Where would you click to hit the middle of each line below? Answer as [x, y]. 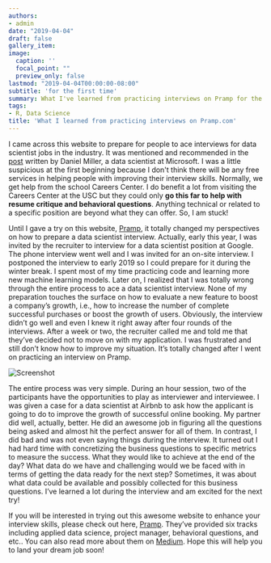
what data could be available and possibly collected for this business [123, 482]
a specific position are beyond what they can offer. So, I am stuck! [119, 212]
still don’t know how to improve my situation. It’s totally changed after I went [135, 348]
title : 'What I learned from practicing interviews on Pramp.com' [123, 121]
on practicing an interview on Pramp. [70, 357]
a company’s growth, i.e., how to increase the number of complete [119, 305]
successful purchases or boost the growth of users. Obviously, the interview [135, 314]
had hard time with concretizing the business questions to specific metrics [133, 448]
